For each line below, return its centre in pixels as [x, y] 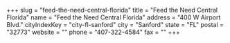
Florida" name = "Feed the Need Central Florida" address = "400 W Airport [114, 17]
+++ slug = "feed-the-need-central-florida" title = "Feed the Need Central [112, 10]
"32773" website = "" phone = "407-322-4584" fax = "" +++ [94, 32]
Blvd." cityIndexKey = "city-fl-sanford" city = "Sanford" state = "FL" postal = [115, 25]
